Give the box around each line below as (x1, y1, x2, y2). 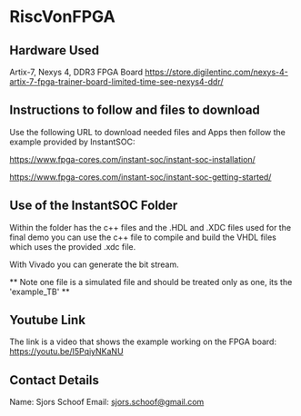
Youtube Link (9, 312, 86, 328)
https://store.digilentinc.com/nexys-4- (145, 66, 288, 77)
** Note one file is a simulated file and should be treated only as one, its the (9, 276, 293, 287)
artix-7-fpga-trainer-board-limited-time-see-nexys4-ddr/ (9, 76, 225, 87)
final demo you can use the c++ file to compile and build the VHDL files (9, 232, 277, 243)
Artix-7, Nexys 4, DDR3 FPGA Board (9, 66, 144, 77)
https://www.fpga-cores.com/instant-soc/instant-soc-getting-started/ (9, 171, 272, 183)
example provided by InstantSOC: (9, 136, 135, 147)
